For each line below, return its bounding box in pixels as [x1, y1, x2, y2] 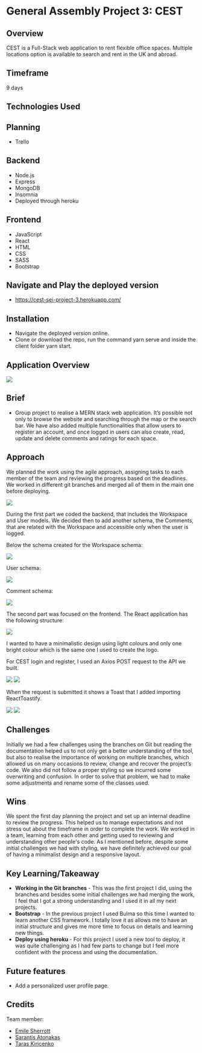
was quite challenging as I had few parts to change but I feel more [14, 942, 180, 949]
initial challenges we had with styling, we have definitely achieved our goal [6, 844, 192, 852]
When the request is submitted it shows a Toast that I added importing [6, 688, 181, 695]
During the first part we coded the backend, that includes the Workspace [6, 510, 188, 517]
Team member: [6, 1015, 44, 1023]
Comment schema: [6, 587, 54, 595]
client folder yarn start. [14, 343, 72, 350]
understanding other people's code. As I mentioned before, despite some [6, 838, 189, 846]
